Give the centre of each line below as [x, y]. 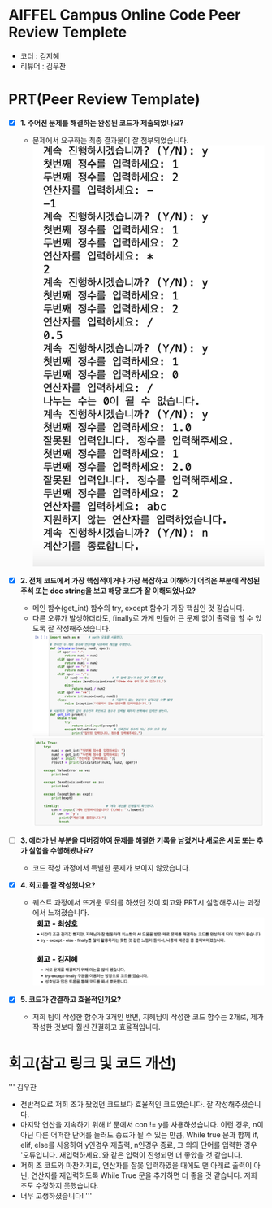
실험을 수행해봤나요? [61, 851]
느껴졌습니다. [68, 913]
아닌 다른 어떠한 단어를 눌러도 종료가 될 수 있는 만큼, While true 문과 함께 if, [139, 1135]
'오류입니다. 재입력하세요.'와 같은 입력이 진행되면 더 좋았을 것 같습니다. [132, 1155]
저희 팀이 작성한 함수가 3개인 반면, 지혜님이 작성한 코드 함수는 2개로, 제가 [148, 1017]
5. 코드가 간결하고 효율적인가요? [71, 1000]
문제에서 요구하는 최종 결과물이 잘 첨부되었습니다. [110, 140]
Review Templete [68, 32]
